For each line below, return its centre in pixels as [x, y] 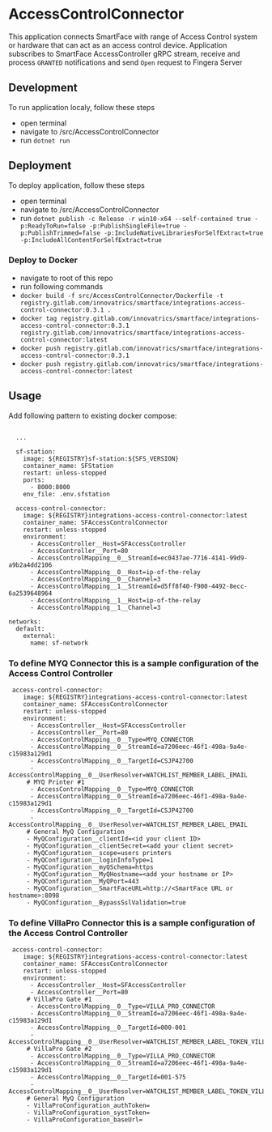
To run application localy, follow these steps [82, 107]
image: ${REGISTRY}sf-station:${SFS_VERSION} [101, 458]
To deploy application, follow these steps [77, 185]
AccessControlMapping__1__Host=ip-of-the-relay [119, 600]
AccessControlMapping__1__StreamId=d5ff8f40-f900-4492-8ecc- [143, 586]
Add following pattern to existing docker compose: [93, 415]
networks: [25, 621]
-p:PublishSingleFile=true [134, 226]
